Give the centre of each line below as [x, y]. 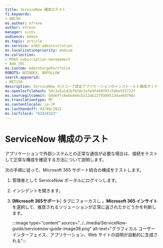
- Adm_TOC [15, 64]
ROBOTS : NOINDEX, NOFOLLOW [32, 73]
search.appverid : [23, 77]
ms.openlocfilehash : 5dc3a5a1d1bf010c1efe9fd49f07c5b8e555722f [70, 91]
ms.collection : [20, 55]
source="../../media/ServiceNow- [94, 223]
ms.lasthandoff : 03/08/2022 [33, 109]
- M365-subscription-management [38, 59]
